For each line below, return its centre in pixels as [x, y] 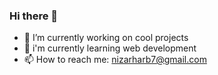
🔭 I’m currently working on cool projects [106, 38]
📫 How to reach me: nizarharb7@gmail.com [115, 60]
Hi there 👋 [34, 16]
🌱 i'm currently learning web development [110, 48]
